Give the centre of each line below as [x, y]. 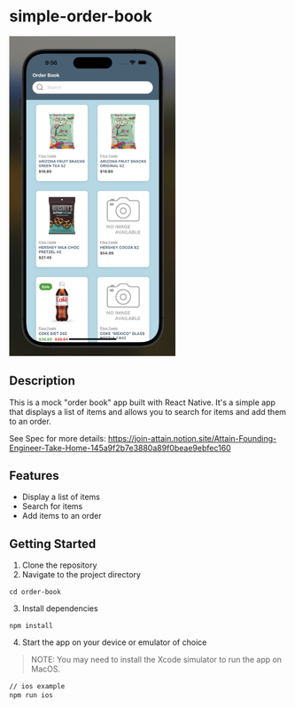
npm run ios [31, 696]
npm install [31, 626]
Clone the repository [59, 565]
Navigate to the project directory [82, 575]
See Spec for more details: [58, 438]
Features [34, 476]
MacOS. [46, 669]
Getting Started [53, 544]
